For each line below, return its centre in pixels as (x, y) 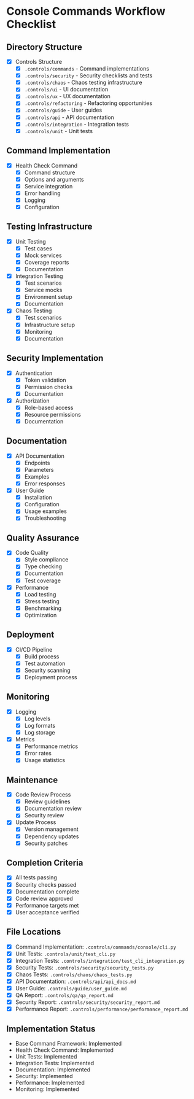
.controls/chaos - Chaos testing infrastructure (83, 83)
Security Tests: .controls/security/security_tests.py (84, 967)
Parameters (39, 469)
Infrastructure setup (50, 325)
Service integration (49, 186)
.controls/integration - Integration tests (76, 124)
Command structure (50, 172)
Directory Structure (45, 47)
